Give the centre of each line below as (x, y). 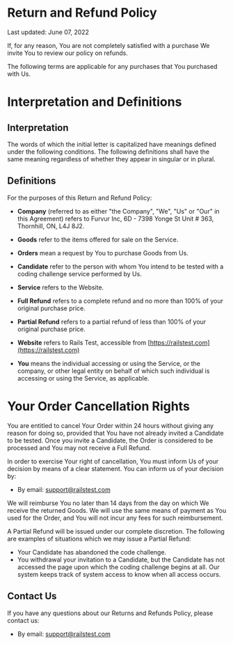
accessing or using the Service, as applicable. (83, 378)
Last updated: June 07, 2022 (48, 32)
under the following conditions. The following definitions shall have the (109, 152)
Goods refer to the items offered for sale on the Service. (98, 239)
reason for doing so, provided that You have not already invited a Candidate (115, 433)
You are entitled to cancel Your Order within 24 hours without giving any (111, 425)
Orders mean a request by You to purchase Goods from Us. (103, 253)
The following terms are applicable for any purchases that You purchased (112, 66)
